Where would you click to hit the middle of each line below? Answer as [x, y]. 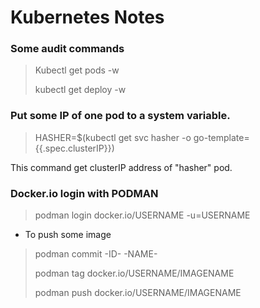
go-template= [221, 137]
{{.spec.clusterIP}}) [74, 148]
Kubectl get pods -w [77, 70]
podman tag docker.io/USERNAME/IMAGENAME [134, 273]
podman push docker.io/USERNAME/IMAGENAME [138, 293]
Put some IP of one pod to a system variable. [120, 116]
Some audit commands [67, 49]
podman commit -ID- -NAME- [96, 254]
